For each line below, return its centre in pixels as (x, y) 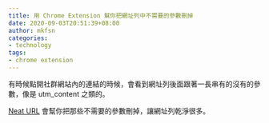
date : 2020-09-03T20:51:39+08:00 (64, 23)
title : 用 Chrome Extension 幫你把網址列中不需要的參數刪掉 (101, 16)
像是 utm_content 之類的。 (66, 93)
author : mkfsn (32, 30)
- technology (30, 46)
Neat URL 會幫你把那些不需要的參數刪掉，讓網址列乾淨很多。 (109, 111)
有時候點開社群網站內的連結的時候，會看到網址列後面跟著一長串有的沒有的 (131, 84)
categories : (28, 38)
